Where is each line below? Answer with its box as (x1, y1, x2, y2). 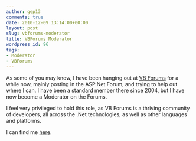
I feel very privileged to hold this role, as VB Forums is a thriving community (6, 104, 190, 112)
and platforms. (6, 117, 42, 124)
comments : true (6, 14, 44, 20)
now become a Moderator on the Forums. (6, 93, 107, 100)
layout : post (6, 25, 38, 31)
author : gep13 (6, 8, 41, 15)
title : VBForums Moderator (6, 36, 73, 42)
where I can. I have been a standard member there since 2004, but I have (6, 87, 185, 94)
